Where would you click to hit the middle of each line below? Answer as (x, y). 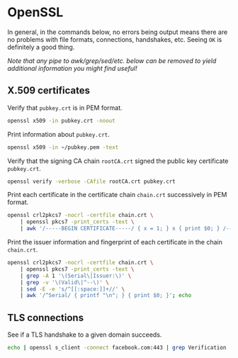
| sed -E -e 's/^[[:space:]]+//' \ (73, 289)
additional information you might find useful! (72, 68)
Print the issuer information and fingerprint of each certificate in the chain (115, 242)
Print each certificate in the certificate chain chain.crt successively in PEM (117, 195)
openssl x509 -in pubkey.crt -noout (61, 121)
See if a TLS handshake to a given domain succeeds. (85, 335)
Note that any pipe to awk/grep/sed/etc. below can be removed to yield (112, 60)
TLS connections (45, 317)
